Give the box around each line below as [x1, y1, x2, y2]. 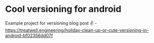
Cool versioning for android [5, 3, 121, 15]
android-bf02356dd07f [5, 32, 53, 38]
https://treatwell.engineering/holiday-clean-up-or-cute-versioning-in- [5, 27, 149, 33]
